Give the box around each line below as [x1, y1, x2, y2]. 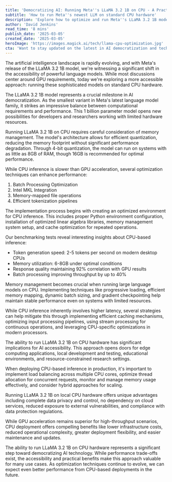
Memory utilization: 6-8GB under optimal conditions [12, 260, 122, 266]
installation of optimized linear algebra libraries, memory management [5, 219, 153, 225]
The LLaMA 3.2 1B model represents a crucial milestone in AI [5, 91, 134, 98]
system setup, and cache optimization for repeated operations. [5, 224, 138, 230]
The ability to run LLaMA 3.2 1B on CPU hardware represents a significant [5, 445, 160, 451]
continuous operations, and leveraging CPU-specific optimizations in [5, 324, 150, 330]
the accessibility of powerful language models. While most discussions [5, 70, 155, 77]
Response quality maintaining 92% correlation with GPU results [12, 265, 147, 272]
